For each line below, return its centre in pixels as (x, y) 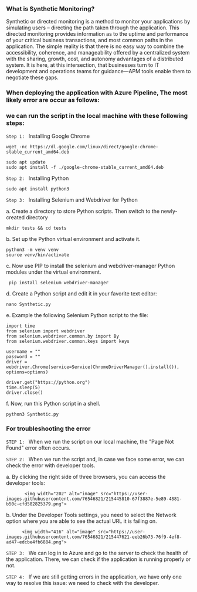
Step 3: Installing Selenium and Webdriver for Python (72, 200)
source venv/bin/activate (38, 255)
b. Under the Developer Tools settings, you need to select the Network (91, 515)
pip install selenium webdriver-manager (59, 283)
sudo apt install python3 (38, 189)
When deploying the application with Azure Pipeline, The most (97, 93)
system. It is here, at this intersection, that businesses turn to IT (83, 65)
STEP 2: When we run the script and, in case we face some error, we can (95, 459)
